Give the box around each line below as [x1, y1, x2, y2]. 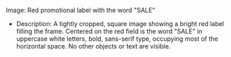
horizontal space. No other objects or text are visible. [16, 42, 171, 50]
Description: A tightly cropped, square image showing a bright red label [16, 20, 225, 27]
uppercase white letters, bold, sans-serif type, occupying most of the [16, 34, 219, 43]
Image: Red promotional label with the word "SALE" [6, 6, 155, 14]
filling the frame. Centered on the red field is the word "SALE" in [16, 27, 203, 35]
